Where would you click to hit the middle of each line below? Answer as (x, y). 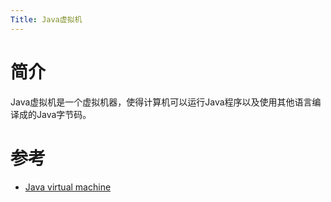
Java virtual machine (68, 187)
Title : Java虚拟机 (46, 19)
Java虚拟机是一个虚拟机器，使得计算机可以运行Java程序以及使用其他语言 (161, 102)
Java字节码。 (64, 114)
